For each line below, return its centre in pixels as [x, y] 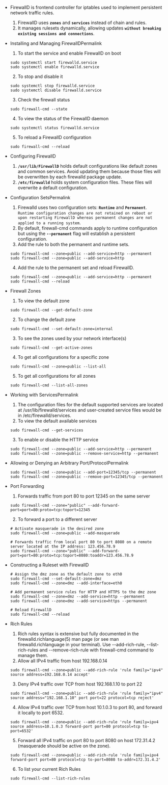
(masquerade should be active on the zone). [64, 746]
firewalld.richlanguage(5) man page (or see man [68, 639]
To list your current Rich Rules [49, 769]
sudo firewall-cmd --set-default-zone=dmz [56, 579]
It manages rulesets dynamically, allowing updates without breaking [89, 28]
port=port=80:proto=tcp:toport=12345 [50, 510]
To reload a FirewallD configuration [54, 137]
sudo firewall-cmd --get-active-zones [51, 348]
